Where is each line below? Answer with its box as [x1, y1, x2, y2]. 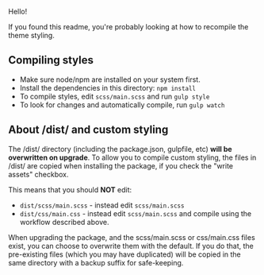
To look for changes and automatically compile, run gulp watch [19, 99, 225, 110]
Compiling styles [8, 53, 94, 67]
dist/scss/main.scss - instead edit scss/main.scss [19, 200, 185, 210]
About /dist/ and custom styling [8, 123, 169, 137]
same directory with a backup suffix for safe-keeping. [8, 258, 184, 267]
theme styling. [8, 31, 55, 40]
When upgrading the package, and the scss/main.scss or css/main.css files [8, 232, 255, 242]
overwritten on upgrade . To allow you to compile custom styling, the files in [8, 153, 257, 162]
